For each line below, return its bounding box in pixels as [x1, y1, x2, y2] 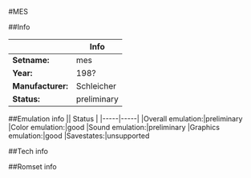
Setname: [12, 55, 50, 65]
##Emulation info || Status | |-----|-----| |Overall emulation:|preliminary [8, 114, 243, 123]
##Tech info [8, 147, 48, 156]
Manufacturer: [12, 81, 69, 91]
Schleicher [75, 81, 117, 91]
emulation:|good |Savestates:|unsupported [8, 131, 150, 140]
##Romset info [8, 162, 58, 171]
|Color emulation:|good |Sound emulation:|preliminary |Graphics [8, 123, 221, 132]
